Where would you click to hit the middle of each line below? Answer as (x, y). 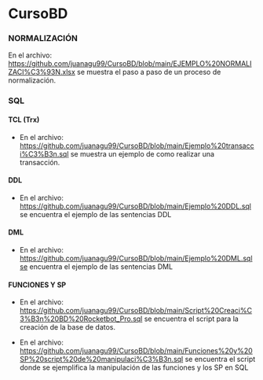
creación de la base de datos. (68, 327)
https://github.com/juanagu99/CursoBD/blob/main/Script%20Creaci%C (136, 311)
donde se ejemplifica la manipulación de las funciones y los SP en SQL (134, 367)
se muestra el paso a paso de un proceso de (149, 72)
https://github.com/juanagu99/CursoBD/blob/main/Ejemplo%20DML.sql (136, 258)
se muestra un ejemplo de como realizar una (142, 153)
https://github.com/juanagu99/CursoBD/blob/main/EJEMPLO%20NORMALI (130, 64)
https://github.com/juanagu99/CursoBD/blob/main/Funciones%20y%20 (136, 351)
